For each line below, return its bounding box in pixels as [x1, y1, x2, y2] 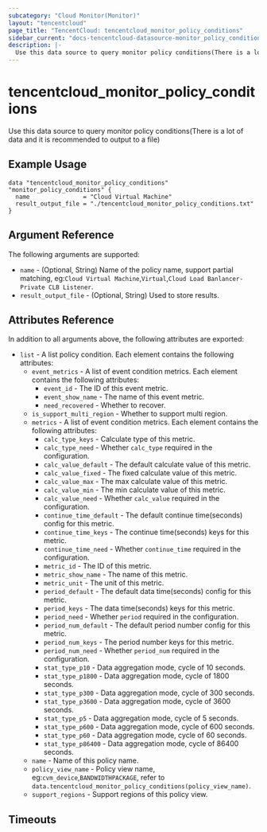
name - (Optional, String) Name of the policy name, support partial [19, 264, 234, 275]
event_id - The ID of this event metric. [43, 384, 168, 393]
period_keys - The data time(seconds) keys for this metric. [43, 603, 235, 613]
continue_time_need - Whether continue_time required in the [43, 545, 241, 554]
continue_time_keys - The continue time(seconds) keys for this [43, 527, 250, 537]
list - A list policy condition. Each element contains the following [19, 350, 234, 359]
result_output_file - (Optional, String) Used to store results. [19, 290, 220, 299]
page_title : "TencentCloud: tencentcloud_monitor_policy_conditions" [8, 26, 244, 34]
